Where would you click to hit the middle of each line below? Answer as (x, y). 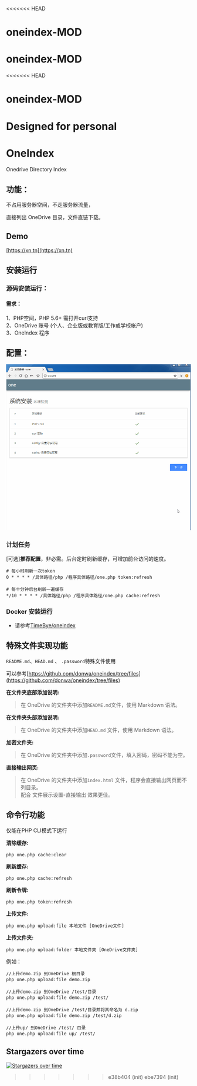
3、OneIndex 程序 (28, 333)
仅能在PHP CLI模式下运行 (37, 830)
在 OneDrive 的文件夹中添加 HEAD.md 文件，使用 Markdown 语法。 (98, 730)
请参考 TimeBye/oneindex (45, 625)
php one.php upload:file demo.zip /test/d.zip (64, 1015)
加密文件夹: (20, 742)
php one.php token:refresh (39, 902)
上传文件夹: (20, 937)
